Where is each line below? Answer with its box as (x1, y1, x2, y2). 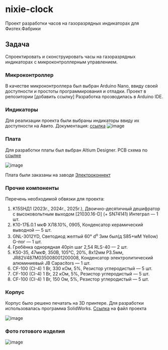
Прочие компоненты (5, 184, 59, 191)
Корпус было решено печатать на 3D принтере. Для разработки (5, 300, 144, 306)
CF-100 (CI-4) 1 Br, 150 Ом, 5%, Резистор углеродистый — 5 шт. (12, 276, 149, 282)
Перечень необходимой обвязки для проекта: (5, 195, 105, 202)
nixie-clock (5, 4, 54, 15)
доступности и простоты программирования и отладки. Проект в (5, 88, 146, 94)
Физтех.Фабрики (5, 25, 41, 31)
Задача (5, 40, 30, 49)
